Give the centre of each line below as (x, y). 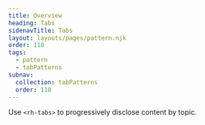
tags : (17, 53)
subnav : (21, 75)
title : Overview (35, 16)
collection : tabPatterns (57, 82)
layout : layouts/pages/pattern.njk (67, 38)
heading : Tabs (32, 23)
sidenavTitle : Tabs (41, 30)
